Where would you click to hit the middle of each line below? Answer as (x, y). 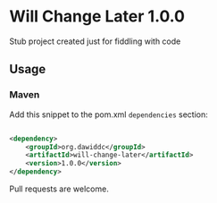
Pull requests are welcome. (59, 189)
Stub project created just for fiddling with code (95, 41)
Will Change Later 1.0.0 (97, 17)
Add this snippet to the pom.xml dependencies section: (108, 114)
